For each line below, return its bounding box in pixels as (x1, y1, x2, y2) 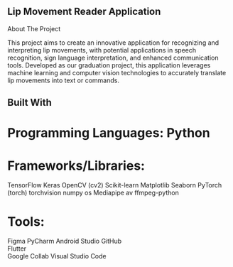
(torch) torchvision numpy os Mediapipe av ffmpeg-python (7, 188, 179, 197)
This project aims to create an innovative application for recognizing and (7, 38, 220, 47)
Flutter (7, 244, 27, 253)
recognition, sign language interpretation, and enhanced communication (7, 53, 219, 62)
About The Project (7, 24, 61, 33)
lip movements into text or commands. (7, 76, 119, 85)
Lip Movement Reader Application (7, 6, 161, 18)
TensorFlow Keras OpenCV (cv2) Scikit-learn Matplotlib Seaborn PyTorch (7, 181, 222, 190)
